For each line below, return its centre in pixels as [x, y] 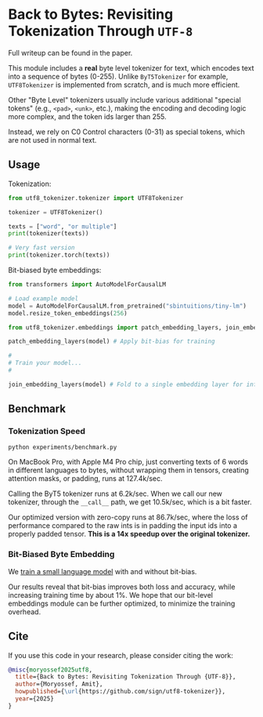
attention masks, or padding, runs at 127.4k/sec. [85, 479]
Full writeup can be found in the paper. [70, 53]
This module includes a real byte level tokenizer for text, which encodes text [131, 67]
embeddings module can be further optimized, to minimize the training [122, 603]
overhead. [25, 611]
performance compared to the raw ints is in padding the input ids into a [122, 526]
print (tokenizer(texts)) [49, 234]
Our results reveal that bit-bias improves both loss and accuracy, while [122, 587]
